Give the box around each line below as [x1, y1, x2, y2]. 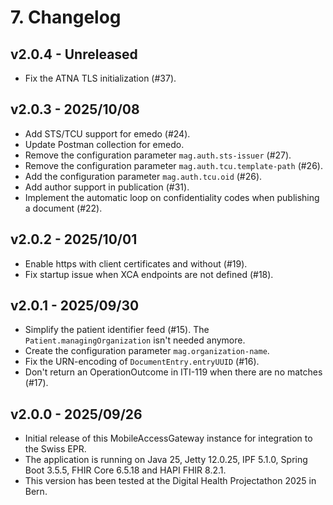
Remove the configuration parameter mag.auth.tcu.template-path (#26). [24, 159, 323, 171]
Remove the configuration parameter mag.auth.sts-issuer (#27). [24, 149, 292, 161]
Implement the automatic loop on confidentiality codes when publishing [24, 191, 320, 203]
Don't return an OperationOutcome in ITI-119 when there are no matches [24, 366, 323, 378]
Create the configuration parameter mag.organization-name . [24, 345, 270, 357]
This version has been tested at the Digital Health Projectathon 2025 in [24, 475, 317, 487]
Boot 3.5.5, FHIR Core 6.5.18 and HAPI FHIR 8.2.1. [24, 464, 227, 476]
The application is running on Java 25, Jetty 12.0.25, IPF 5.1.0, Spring [24, 454, 308, 466]
